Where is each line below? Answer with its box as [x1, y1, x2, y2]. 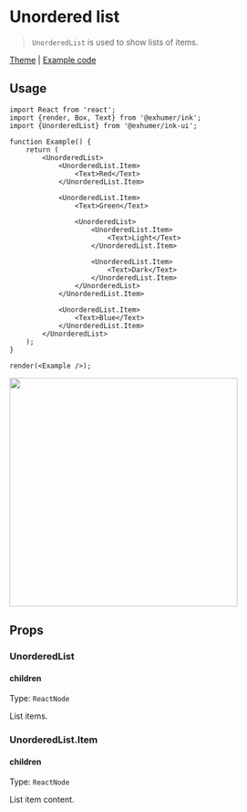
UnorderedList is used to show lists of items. [31, 37, 199, 48]
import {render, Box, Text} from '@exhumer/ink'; [9, 112, 202, 123]
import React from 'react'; [9, 105, 117, 114]
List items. [9, 710, 48, 721]
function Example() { [9, 137, 92, 146]
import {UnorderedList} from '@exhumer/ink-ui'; [9, 121, 198, 130]
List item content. [9, 794, 75, 806]
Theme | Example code [9, 54, 97, 65]
